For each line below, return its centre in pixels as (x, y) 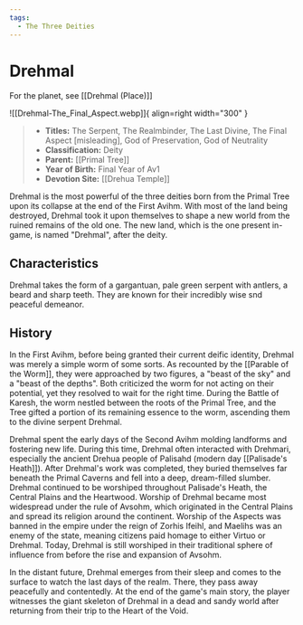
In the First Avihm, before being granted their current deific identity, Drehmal (151, 355)
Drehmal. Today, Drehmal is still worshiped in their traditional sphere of (141, 545)
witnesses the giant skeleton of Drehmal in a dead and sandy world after (144, 601)
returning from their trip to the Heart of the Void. (99, 611)
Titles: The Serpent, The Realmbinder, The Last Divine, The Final (166, 131)
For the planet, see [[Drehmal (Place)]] (81, 96)
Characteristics (54, 263)
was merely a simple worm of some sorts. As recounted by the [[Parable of (149, 365)
